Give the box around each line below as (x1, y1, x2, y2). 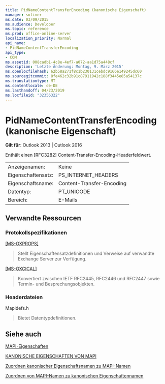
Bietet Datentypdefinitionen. (17, 315, 77, 321)
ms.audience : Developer (5, 21, 56, 27)
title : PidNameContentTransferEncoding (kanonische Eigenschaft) (5, 7, 146, 13)
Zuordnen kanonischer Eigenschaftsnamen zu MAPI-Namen (5, 363, 131, 369)
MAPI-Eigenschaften (5, 343, 49, 349)
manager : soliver (5, 12, 42, 17)
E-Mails (58, 196, 78, 203)
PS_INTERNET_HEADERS (58, 171, 118, 179)
